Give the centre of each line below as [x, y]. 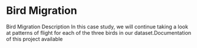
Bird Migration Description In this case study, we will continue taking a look [97, 27]
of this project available [35, 39]
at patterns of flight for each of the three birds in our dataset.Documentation [99, 32]
